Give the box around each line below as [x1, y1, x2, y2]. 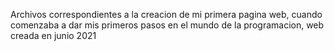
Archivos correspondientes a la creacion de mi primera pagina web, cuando [10, 9, 323, 20]
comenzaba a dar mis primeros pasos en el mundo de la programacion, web [10, 19, 325, 31]
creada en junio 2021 [10, 30, 97, 41]
